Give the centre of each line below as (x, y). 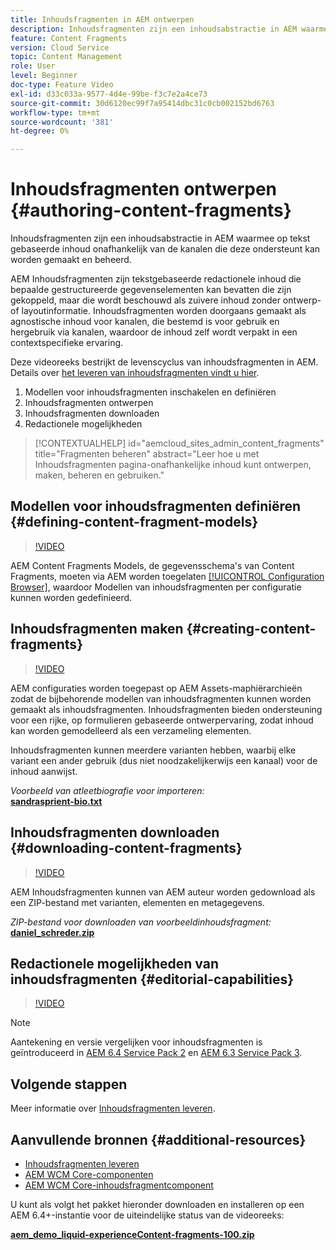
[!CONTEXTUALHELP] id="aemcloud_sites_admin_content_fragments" (179, 443)
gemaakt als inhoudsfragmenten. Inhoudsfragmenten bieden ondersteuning (166, 709)
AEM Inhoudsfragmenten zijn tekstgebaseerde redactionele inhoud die (156, 279)
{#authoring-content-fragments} (151, 210)
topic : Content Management (66, 57)
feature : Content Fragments (69, 38)
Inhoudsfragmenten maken (97, 629)
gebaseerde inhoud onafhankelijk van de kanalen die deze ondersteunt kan (165, 249)
